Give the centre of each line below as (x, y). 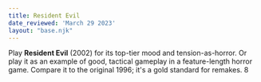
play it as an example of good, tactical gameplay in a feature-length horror (130, 61)
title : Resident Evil (44, 16)
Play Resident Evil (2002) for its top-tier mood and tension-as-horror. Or (128, 53)
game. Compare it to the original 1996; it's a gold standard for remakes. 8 (129, 70)
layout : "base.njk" (41, 30)
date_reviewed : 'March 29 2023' (62, 23)
